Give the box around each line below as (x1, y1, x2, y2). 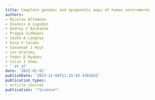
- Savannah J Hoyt (5, 45, 44, 50)
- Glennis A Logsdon (5, 21, 49, 27)
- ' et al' (5, 64, 28, 69)
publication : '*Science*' (5, 87, 60, 92)
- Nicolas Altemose (5, 17, 46, 22)
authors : (5, 12, 24, 17)
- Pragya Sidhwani (5, 31, 44, 36)
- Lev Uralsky (5, 49, 35, 55)
